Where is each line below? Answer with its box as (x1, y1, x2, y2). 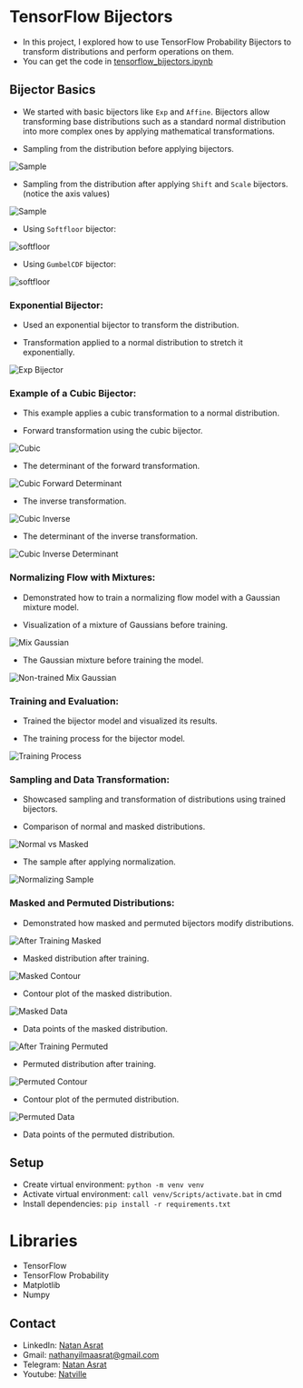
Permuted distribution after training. (22, 1058, 157, 1069)
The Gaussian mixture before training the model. (22, 654, 204, 665)
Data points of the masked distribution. (22, 1023, 168, 1034)
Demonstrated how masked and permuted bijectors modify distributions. (22, 917, 295, 928)
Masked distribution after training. (22, 953, 150, 964)
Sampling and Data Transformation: (9, 773, 171, 785)
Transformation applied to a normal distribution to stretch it (22, 337, 243, 348)
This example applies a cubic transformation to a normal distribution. (22, 407, 279, 419)
